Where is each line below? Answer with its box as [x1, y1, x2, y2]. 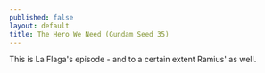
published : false [9, 12, 74, 22]
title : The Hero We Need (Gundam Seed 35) [9, 29, 170, 38]
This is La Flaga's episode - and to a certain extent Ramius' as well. [9, 54, 257, 65]
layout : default [9, 21, 70, 30]
